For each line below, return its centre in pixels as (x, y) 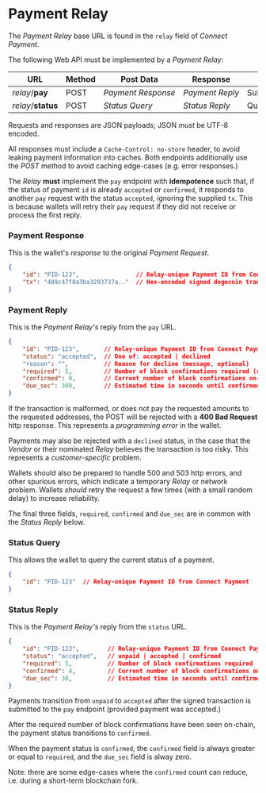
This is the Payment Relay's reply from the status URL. (98, 627)
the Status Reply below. (47, 522)
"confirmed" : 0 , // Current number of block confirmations (134, 379)
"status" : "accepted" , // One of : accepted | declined (117, 356)
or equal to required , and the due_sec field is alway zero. (100, 757)
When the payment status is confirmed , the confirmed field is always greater (131, 749)
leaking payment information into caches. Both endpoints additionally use (128, 157)
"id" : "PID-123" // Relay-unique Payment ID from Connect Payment (136, 582)
